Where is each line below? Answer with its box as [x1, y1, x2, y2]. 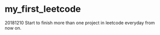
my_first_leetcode [5, 3, 81, 15]
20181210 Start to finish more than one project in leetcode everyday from [5, 20, 155, 26]
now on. [5, 25, 22, 31]
